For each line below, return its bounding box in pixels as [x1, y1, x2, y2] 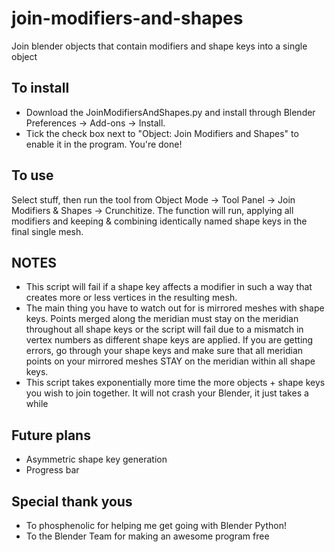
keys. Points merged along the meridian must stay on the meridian [25, 313, 299, 325]
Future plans [11, 427, 91, 444]
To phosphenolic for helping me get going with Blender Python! [25, 520, 287, 531]
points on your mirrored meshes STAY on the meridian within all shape [25, 355, 316, 367]
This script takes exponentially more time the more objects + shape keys [25, 377, 326, 389]
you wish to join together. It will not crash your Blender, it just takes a [25, 387, 309, 399]
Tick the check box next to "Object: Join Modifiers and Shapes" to [25, 127, 299, 139]
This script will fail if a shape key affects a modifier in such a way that [25, 281, 313, 293]
